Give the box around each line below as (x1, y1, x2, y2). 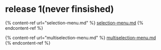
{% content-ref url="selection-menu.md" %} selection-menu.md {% (5, 20, 144, 26)
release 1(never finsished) (5, 3, 114, 15)
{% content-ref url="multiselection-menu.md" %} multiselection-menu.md (5, 35, 156, 41)
